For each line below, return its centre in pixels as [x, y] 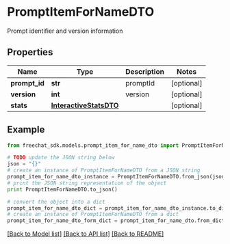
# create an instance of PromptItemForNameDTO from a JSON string [104, 171]
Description [145, 71]
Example [26, 130]
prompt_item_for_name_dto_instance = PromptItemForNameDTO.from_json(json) [117, 177]
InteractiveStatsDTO [85, 105]
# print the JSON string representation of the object [87, 183]
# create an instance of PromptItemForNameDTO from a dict [93, 215]
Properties [30, 52]
